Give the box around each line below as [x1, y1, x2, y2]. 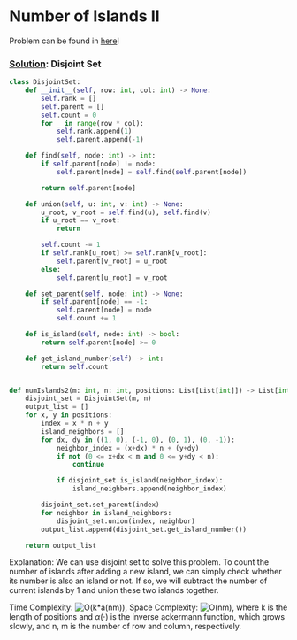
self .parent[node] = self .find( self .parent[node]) [56, 167, 247, 176]
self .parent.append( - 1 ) [56, 135, 144, 144]
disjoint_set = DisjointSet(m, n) [25, 394, 152, 404]
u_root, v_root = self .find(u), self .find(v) [41, 208, 212, 217]
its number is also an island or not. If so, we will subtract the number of [9, 575, 268, 586]
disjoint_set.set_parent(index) [41, 500, 161, 510]
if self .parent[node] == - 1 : [41, 297, 148, 306]
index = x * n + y [41, 419, 109, 428]
